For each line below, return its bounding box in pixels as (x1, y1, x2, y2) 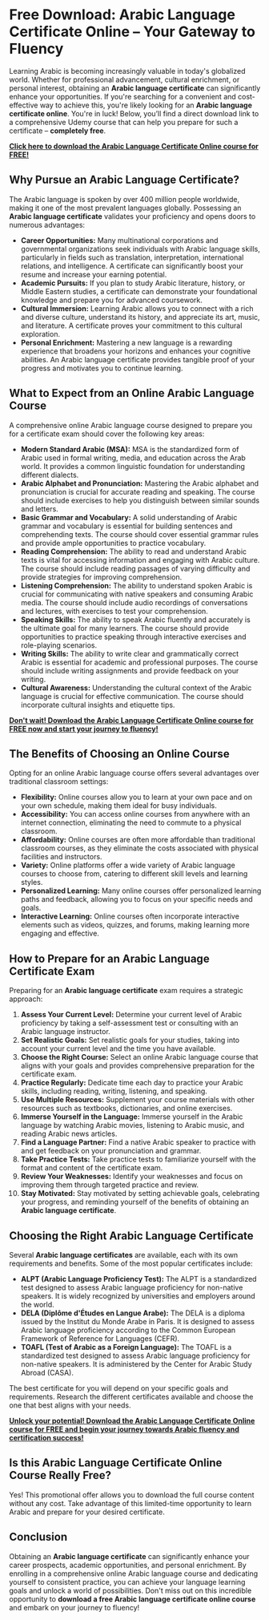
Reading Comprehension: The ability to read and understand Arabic (20, 547, 247, 556)
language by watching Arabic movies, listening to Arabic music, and (20, 1121, 245, 1130)
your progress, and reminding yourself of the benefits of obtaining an (20, 1197, 249, 1207)
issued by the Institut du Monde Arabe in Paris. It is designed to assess (20, 1317, 255, 1326)
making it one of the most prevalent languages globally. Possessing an (9, 203, 242, 212)
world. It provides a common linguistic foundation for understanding (20, 461, 245, 471)
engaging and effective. (20, 928, 99, 939)
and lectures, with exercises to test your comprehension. (20, 606, 209, 616)
